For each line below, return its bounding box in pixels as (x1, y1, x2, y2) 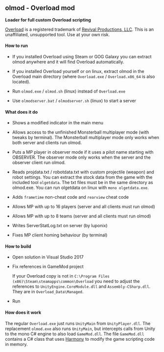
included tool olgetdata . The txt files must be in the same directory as (12, 180, 153, 186)
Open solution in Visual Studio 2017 (12, 254, 84, 260)
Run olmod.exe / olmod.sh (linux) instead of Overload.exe (12, 88, 126, 94)
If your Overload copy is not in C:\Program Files (12, 273, 110, 279)
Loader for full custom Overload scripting (5, 17, 92, 23)
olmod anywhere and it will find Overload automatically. (12, 59, 124, 65)
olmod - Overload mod (5, 4, 75, 12)
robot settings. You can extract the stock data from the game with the (12, 174, 153, 180)
